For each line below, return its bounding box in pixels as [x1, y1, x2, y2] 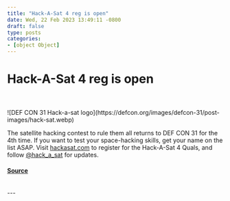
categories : [7, 36, 41, 42]
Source [7, 166, 29, 174]
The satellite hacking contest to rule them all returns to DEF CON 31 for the [7, 129, 218, 137]
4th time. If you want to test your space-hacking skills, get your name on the [7, 136, 223, 144]
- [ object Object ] [7, 42, 60, 49]
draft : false [7, 23, 45, 29]
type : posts [7, 29, 41, 36]
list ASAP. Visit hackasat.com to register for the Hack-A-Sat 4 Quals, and [7, 143, 213, 151]
